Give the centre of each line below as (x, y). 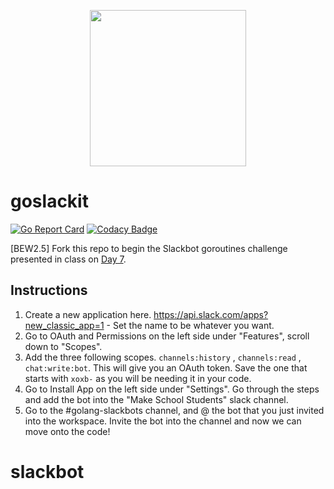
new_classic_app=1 (64, 325)
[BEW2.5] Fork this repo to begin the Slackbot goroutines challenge (149, 248)
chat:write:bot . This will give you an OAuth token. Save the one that (166, 367)
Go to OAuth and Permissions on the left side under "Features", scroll (167, 336)
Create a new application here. (88, 314)
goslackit (49, 201)
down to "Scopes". (63, 346)
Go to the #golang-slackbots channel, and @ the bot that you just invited (174, 410)
